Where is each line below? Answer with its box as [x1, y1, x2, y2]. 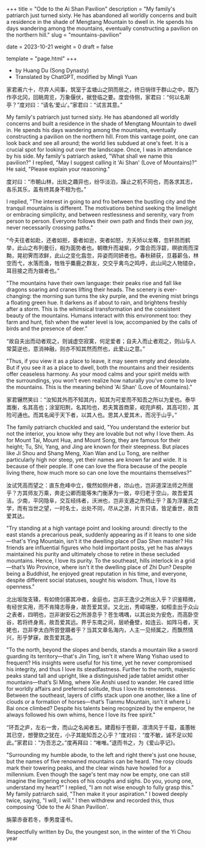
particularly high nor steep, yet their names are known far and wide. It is [6, 456, 187, 463]
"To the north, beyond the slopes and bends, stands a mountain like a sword [6, 646, 198, 653]
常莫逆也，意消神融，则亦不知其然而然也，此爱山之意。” [6, 345, 145, 352]
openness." [6, 583, 35, 590]
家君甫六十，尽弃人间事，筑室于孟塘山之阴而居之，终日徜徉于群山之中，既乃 [6, 86, 199, 93]
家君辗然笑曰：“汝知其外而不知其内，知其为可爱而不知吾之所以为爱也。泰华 [6, 396, 196, 403]
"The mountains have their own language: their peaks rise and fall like [6, 280, 182, 286]
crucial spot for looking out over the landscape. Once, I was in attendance [6, 146, 192, 153]
